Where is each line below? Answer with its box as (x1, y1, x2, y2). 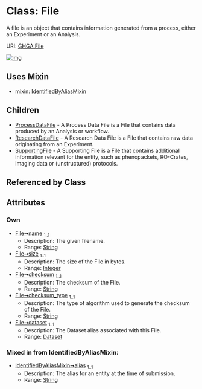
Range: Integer (24, 265, 62, 272)
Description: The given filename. (24, 237, 106, 245)
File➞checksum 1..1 (14, 271, 62, 280)
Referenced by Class (6, 177, 86, 187)
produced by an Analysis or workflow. (14, 127, 110, 135)
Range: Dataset (24, 333, 62, 340)
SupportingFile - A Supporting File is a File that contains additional (14, 147, 180, 154)
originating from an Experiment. (14, 140, 94, 147)
